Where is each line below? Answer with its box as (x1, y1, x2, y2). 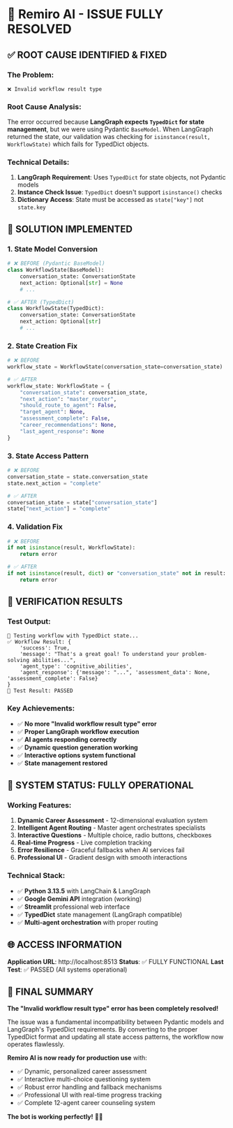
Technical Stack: (7, 871, 66, 881)
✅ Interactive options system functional (17, 751, 136, 759)
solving (7, 657, 30, 664)
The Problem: (7, 70, 54, 80)
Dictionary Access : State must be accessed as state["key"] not (17, 196, 204, 204)
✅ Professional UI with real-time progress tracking (17, 1091, 163, 1099)
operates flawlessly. (7, 1040, 65, 1048)
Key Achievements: (7, 703, 75, 713)
